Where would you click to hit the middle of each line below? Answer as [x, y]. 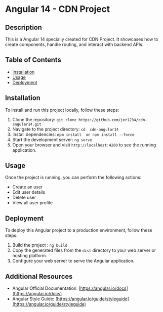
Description [23, 27]
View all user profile [32, 203]
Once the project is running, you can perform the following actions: [73, 178]
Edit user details [29, 192]
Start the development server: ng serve [52, 139]
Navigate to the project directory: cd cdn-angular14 [65, 129]
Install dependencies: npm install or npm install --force [73, 134]
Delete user [24, 198]
